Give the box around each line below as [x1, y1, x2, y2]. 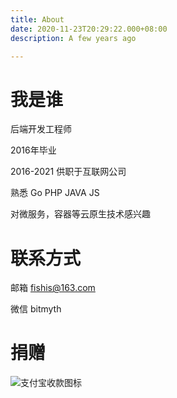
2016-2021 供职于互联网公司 [10, 166, 127, 178]
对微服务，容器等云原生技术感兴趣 [10, 208, 151, 220]
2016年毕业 [10, 144, 57, 156]
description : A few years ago [10, 33, 137, 43]
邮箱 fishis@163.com [10, 282, 96, 294]
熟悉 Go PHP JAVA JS [10, 187, 100, 199]
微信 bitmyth [10, 303, 62, 315]
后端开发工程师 [10, 123, 72, 135]
